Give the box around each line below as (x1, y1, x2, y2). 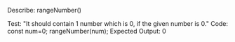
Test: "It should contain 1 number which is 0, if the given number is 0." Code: (7, 20, 229, 27)
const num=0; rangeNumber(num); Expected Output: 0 (7, 27, 166, 35)
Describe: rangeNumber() (7, 6, 82, 14)
